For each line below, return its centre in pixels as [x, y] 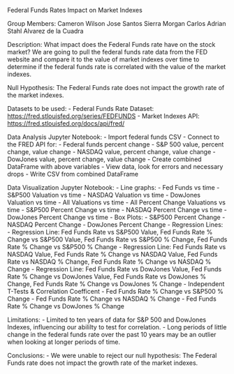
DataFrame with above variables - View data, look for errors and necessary [115, 166]
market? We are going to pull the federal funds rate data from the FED [108, 52]
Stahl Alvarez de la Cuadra [45, 31]
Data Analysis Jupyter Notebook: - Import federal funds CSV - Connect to [114, 137]
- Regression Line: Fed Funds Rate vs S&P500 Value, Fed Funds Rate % [110, 232]
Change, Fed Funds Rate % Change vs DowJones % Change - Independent [116, 284]
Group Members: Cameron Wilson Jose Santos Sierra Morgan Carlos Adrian [117, 23]
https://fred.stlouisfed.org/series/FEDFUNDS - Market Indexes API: [104, 116]
